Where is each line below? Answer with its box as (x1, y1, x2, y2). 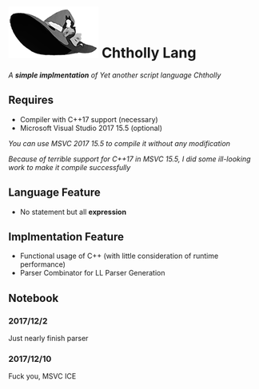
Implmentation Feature (8, 230, 124, 244)
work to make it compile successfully (8, 162, 131, 172)
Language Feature (8, 186, 102, 200)
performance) (19, 260, 66, 269)
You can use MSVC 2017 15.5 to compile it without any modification (8, 138, 230, 148)
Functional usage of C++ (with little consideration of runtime (19, 251, 219, 261)
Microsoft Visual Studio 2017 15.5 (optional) (19, 123, 162, 133)
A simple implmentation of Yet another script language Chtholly (8, 70, 221, 80)
